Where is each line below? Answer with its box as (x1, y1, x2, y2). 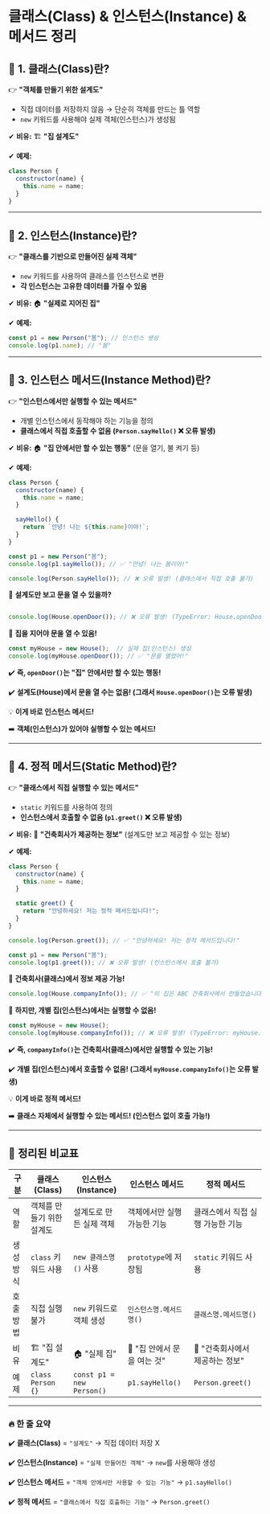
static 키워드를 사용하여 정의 (19, 802, 113, 812)
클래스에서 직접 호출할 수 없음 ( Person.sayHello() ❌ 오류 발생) (19, 425, 216, 435)
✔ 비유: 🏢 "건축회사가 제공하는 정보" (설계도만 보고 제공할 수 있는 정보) (8, 829, 231, 839)
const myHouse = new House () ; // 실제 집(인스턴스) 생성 (8, 645, 191, 653)
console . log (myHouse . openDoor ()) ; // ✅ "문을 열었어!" (8, 652, 189, 660)
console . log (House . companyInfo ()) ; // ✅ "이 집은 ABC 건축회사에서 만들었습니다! (8, 990, 265, 998)
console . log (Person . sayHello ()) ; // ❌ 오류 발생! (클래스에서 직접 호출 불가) (8, 574, 255, 583)
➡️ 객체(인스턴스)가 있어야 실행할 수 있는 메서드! (8, 724, 157, 733)
